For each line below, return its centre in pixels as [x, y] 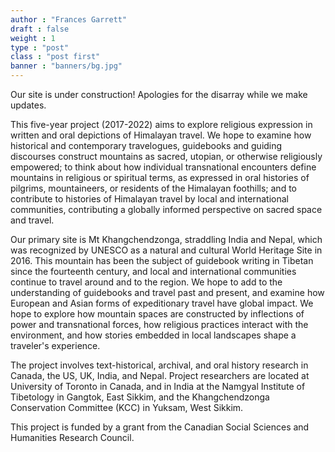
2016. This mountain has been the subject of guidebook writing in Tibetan [162, 260]
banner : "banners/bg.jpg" [66, 66]
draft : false [40, 29]
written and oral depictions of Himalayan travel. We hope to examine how [161, 135]
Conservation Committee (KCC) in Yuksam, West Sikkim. [127, 407]
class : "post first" [55, 57]
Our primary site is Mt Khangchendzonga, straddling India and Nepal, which [166, 239]
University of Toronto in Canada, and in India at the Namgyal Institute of [158, 386]
